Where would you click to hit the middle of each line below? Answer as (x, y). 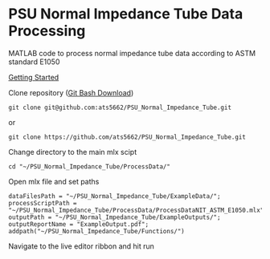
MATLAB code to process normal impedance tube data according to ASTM (132, 53)
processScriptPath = (43, 203)
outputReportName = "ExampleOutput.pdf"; (79, 224)
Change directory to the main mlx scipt (73, 152)
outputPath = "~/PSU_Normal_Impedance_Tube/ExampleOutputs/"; (115, 217)
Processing (47, 31)
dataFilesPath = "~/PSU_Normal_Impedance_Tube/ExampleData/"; (115, 196)
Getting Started (34, 77)
